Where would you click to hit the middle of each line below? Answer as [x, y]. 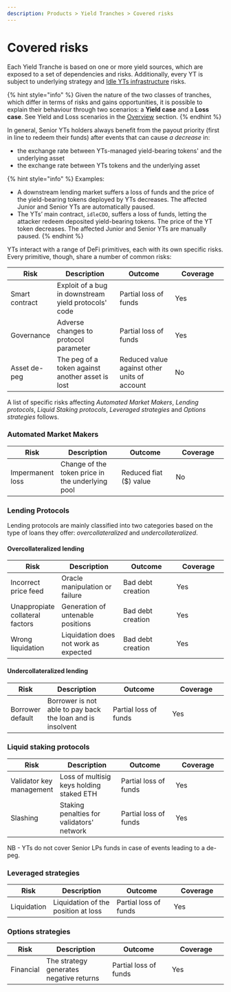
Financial [25, 970]
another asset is [82, 376]
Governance [30, 335]
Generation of [84, 607]
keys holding [80, 785]
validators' [77, 822]
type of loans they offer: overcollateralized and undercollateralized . [102, 533]
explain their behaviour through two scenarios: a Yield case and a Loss [108, 109]
